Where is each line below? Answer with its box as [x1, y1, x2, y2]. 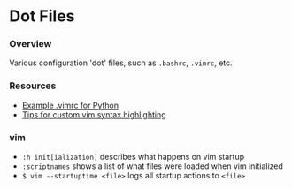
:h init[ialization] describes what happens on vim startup [21, 152, 245, 163]
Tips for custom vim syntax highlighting [21, 109, 166, 120]
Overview [9, 38, 52, 50]
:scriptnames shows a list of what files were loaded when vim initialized [21, 161, 283, 171]
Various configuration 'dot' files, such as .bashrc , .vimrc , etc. [9, 57, 233, 68]
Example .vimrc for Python [21, 100, 119, 110]
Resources [9, 79, 57, 92]
